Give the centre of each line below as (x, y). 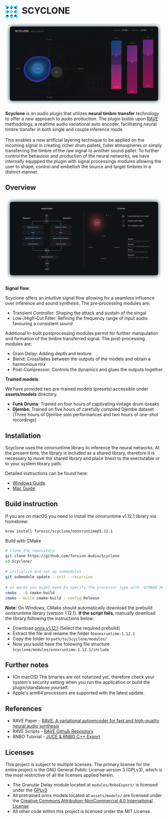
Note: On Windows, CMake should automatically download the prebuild (79, 607)
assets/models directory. (31, 394)
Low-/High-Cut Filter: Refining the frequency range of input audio (80, 318)
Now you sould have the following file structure (61, 644)
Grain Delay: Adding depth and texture (52, 354)
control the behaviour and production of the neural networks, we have (77, 156)
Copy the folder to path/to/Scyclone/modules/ (60, 638)
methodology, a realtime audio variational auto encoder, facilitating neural (81, 124)
